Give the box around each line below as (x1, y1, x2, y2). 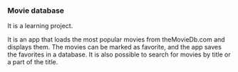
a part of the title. (7, 58, 58, 66)
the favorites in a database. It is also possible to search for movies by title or (7, 50, 231, 59)
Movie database (7, 6, 65, 16)
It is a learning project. (7, 22, 73, 30)
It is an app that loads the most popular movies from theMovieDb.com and (7, 35, 226, 44)
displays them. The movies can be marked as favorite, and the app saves (7, 43, 222, 52)
